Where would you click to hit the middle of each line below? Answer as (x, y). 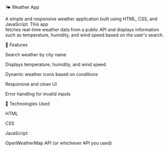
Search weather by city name (36, 54)
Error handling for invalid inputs (38, 94)
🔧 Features (16, 45)
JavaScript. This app (27, 24)
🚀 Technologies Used (27, 104)
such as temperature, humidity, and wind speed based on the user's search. (85, 35)
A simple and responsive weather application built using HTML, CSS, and (81, 19)
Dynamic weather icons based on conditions (52, 74)
